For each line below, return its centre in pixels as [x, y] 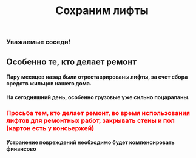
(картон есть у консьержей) [50, 128]
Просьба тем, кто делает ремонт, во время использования [98, 113]
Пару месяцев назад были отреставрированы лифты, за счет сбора [97, 77]
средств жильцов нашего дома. [49, 84]
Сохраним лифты [102, 11]
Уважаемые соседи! [39, 42]
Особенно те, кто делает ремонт [72, 61]
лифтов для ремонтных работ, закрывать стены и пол [90, 120]
